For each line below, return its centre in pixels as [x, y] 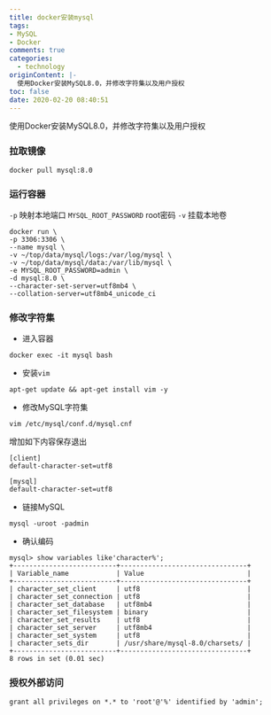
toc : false [29, 91]
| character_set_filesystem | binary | [130, 612]
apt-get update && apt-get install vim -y [89, 390]
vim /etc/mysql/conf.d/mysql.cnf [71, 424]
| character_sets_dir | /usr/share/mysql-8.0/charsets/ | [130, 643]
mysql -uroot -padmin [49, 524]
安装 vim [36, 373]
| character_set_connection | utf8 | [130, 597]
